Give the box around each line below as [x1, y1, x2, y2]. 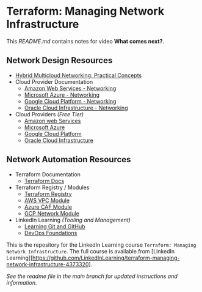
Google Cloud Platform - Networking [24, 97, 117, 105]
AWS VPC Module [24, 197, 70, 204]
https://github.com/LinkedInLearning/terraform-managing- [32, 254, 180, 261]
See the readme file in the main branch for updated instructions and [6, 272, 178, 280]
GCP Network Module [24, 209, 79, 217]
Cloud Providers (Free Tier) [15, 110, 84, 118]
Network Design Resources [6, 55, 113, 66]
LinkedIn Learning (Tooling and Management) [15, 216, 131, 223]
